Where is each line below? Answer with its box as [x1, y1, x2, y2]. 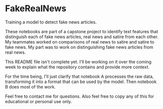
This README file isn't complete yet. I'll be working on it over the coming [5, 59, 152, 65]
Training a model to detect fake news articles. [5, 19, 97, 25]
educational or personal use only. [5, 98, 72, 104]
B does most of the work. [5, 84, 56, 89]
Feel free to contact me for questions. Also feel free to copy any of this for [5, 93, 154, 99]
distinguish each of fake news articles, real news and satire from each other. [5, 34, 159, 40]
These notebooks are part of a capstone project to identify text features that [5, 28, 159, 34]
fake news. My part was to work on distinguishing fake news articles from [5, 44, 154, 50]
